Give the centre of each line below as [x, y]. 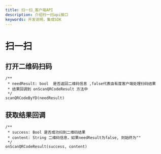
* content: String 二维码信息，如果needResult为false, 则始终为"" [74, 138]
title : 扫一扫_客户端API [29, 10]
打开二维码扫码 [29, 66]
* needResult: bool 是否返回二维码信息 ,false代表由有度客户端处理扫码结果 [82, 84]
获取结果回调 [25, 115]
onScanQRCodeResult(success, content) [46, 147]
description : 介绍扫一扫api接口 [37, 15]
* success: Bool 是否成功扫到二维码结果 [46, 133]
